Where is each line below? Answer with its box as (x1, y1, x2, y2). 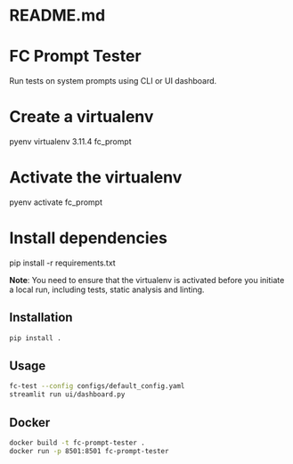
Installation (9, 310, 73, 325)
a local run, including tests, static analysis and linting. (9, 284, 205, 295)
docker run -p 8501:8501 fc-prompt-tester (9, 446, 169, 455)
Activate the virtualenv (9, 167, 183, 188)
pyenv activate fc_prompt (9, 197, 103, 208)
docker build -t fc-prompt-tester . (9, 438, 145, 447)
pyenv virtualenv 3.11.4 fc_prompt (9, 136, 132, 147)
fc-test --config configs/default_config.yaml (9, 382, 185, 391)
